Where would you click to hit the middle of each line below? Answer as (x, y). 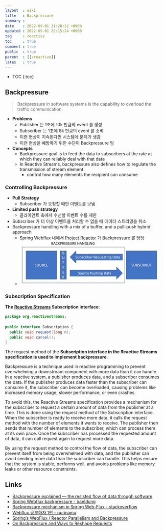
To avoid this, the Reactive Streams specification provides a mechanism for (81, 402)
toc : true (21, 42)
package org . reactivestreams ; (36, 317)
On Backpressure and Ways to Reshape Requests (62, 524)
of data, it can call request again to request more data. (60, 439)
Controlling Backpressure (36, 188)
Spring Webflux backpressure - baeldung (54, 502)
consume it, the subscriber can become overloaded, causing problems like (80, 388)
